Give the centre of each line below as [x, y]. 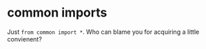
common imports [57, 13]
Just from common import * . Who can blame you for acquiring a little [103, 32]
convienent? [25, 39]
